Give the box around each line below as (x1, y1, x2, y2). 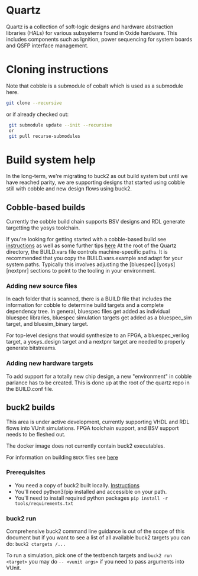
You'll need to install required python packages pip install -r (14, 494, 168, 501)
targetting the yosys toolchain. (6, 224, 80, 231)
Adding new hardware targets (6, 359, 93, 367)
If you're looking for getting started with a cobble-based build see (6, 236, 167, 243)
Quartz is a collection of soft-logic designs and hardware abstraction (6, 23, 174, 30)
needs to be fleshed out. (6, 431, 66, 438)
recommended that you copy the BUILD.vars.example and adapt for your (6, 255, 183, 262)
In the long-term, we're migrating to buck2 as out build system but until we (6, 173, 188, 180)
